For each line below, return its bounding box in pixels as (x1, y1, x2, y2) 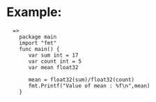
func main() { (19, 45, 60, 52)
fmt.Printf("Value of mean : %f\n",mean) (28, 82, 150, 89)
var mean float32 (28, 64, 79, 71)
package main (19, 33, 57, 41)
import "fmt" (19, 39, 57, 46)
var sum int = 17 (28, 52, 79, 59)
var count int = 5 (28, 57, 81, 65)
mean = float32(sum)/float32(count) (28, 76, 135, 83)
